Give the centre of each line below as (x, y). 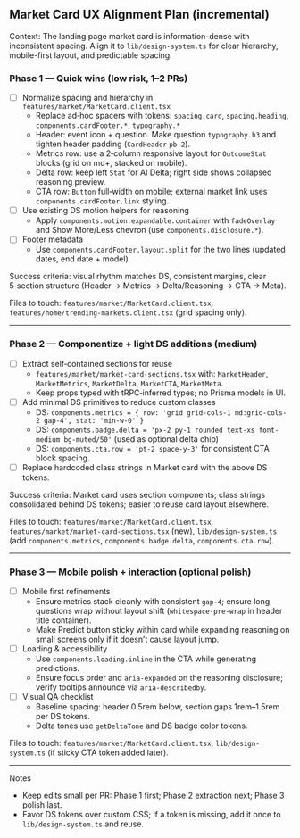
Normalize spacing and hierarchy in (87, 98)
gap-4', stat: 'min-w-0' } (94, 420)
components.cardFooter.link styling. (102, 201)
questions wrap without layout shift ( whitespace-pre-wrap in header (159, 611)
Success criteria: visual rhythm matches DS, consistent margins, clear (138, 277)
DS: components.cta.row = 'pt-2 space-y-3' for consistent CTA (152, 448)
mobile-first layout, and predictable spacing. (91, 55)
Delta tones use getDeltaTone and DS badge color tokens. (142, 726)
